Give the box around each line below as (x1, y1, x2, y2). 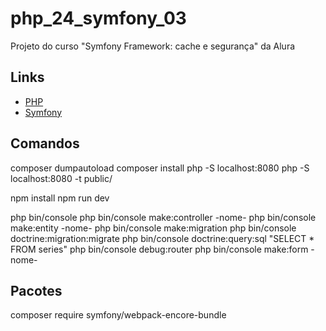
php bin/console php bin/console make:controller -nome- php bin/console (10, 211, 317, 223)
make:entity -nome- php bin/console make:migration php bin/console (10, 222, 297, 234)
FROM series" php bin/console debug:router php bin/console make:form (10, 243, 309, 255)
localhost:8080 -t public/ (10, 172, 113, 184)
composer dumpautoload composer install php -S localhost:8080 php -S (10, 162, 310, 174)
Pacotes (10, 282, 63, 299)
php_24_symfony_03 (10, 7, 187, 30)
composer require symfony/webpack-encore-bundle (10, 309, 227, 321)
